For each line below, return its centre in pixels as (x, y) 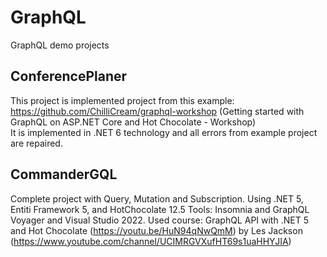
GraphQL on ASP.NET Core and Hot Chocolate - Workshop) (133, 122)
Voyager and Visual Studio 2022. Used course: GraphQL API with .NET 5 (159, 220)
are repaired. (36, 143)
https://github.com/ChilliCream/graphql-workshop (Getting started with (157, 111)
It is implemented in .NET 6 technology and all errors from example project (164, 132)
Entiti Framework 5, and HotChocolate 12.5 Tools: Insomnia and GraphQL (160, 209)
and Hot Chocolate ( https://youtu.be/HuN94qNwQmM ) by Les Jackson (156, 230)
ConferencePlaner (69, 76)
